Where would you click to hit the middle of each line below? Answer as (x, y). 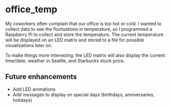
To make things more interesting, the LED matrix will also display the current (85, 55)
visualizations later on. (29, 45)
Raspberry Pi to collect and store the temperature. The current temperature (84, 34)
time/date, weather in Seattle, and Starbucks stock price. (65, 60)
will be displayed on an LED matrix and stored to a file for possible (75, 40)
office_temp (31, 9)
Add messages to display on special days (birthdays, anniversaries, (83, 94)
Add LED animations (34, 89)
